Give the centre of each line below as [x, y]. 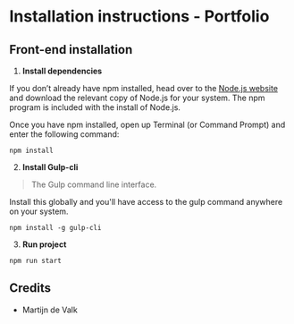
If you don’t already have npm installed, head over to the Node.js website [144, 88]
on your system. [39, 211]
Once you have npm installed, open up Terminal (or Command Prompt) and [147, 124]
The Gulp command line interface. [94, 184]
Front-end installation [71, 50]
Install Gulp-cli [50, 167]
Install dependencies [62, 71]
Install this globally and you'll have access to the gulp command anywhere [146, 202]
